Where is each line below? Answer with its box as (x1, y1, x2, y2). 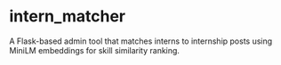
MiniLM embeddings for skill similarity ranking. (9, 45, 181, 55)
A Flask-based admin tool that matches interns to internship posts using (9, 36, 273, 46)
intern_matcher (9, 6, 126, 27)
